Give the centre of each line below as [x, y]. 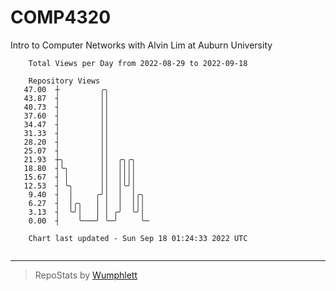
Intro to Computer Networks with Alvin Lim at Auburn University [141, 45]
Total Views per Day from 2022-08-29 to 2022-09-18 [138, 63]
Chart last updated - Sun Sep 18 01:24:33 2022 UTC [138, 238]
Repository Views [64, 81]
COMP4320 [61, 17]
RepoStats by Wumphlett [86, 275]
